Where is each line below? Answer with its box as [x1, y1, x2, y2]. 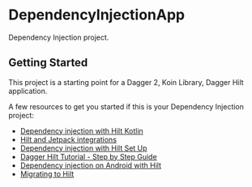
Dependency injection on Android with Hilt [19, 160, 162, 170]
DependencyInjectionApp [8, 6, 186, 24]
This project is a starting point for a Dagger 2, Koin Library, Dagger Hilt [8, 77, 245, 87]
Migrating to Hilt [19, 168, 75, 179]
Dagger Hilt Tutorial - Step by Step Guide [19, 151, 157, 161]
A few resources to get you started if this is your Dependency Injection [8, 101, 245, 111]
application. [8, 86, 48, 96]
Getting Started [8, 56, 88, 70]
